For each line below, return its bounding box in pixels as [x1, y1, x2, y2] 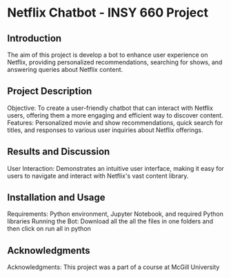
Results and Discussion [7, 146, 110, 158]
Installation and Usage [7, 192, 106, 203]
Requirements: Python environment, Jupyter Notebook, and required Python [7, 210, 224, 219]
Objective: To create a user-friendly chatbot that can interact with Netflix [7, 104, 214, 112]
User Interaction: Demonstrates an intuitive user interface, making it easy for [7, 164, 224, 172]
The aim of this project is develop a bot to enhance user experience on [7, 50, 208, 59]
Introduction [7, 33, 62, 44]
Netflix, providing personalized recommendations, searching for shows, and [7, 58, 223, 66]
